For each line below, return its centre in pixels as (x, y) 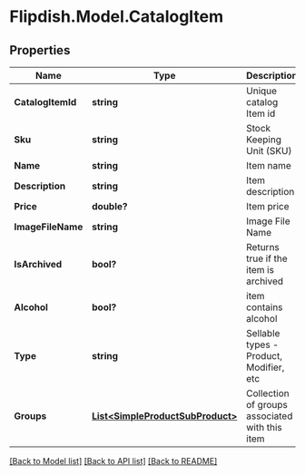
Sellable (263, 333)
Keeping (264, 140)
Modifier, (266, 367)
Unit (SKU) (269, 151)
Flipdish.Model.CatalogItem (117, 17)
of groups (267, 405)
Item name (269, 165)
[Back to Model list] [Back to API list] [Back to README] (113, 461)
